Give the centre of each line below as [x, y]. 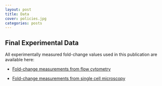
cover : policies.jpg [26, 18]
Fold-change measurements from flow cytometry [61, 69]
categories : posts [24, 23]
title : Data [17, 14]
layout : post [18, 9]
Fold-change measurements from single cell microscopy [69, 79]
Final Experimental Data [42, 43]
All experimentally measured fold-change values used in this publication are [81, 54]
